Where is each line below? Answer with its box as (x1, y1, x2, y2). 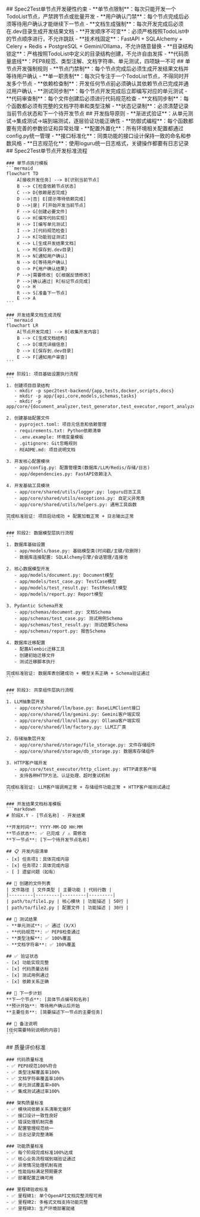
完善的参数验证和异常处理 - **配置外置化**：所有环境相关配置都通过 (16, 125, 184, 132)
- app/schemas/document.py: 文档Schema (14, 609, 111, 615)
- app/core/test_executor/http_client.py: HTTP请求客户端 (14, 766, 157, 772)
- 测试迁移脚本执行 (14, 659, 55, 665)
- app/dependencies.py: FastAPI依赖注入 (14, 471, 112, 477)
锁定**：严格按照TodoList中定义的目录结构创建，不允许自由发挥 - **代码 (6, 50, 184, 57)
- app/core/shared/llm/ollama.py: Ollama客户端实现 (14, 718, 141, 724)
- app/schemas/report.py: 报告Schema (14, 628, 106, 634)
